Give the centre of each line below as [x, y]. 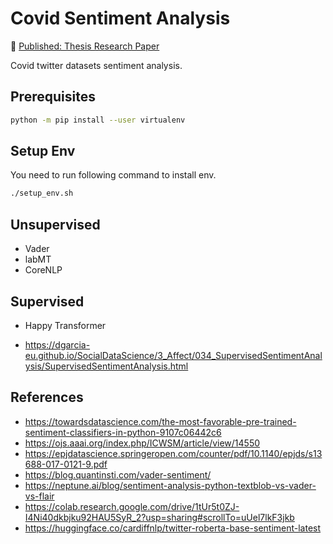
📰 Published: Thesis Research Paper [85, 46]
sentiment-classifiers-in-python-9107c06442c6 [123, 432]
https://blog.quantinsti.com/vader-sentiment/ [118, 474]
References [47, 397]
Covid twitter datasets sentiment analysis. [96, 65]
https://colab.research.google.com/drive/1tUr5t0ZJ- [132, 506]
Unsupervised [55, 224]
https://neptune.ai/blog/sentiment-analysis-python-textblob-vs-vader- [170, 485]
